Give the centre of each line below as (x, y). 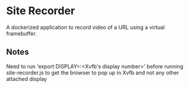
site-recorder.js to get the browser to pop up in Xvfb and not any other (93, 73)
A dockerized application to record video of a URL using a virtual (86, 27)
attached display (27, 79)
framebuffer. (21, 33)
